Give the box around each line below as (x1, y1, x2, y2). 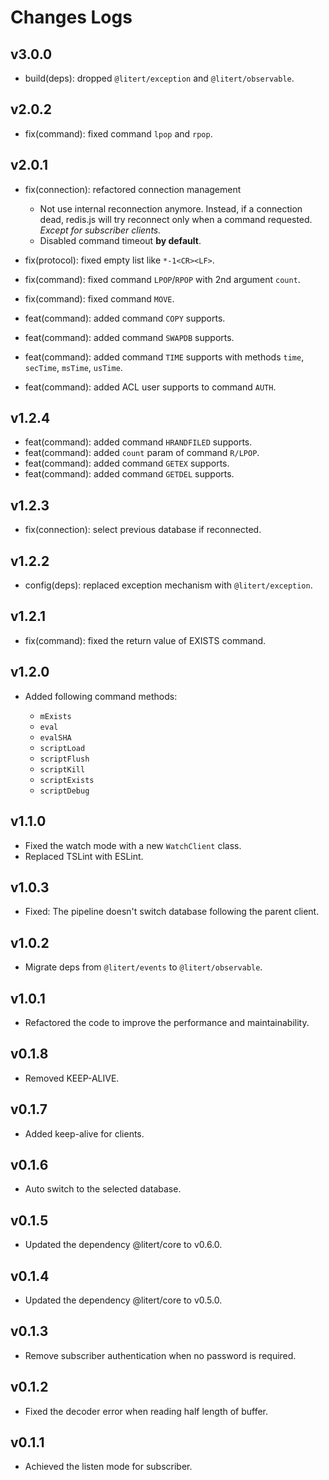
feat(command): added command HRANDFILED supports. (24, 436, 253, 448)
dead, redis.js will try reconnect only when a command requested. (39, 213, 313, 225)
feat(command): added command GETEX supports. (24, 457, 230, 470)
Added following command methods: (24, 690, 178, 702)
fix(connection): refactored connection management (24, 183, 242, 195)
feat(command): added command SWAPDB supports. (24, 331, 235, 343)
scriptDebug (39, 786, 90, 796)
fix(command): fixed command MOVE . (24, 292, 175, 305)
